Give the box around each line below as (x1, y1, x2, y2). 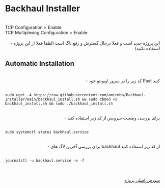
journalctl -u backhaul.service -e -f (5, 158, 84, 163)
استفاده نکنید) (135, 45, 160, 51)
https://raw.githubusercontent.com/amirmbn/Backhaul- (33, 92, 146, 97)
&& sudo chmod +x (82, 97, 118, 102)
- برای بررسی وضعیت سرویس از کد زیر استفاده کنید (64, 115, 160, 121)
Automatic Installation (5, 59, 75, 68)
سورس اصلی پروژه (124, 177, 160, 183)
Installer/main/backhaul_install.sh (5, 97, 80, 102)
